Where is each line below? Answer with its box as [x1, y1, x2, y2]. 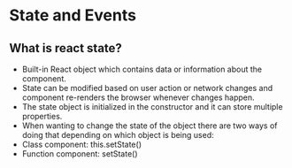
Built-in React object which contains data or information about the [21, 64, 263, 74]
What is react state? [9, 41, 122, 56]
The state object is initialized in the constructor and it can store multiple [21, 102, 283, 111]
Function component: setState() [21, 149, 139, 159]
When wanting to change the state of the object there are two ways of [21, 120, 278, 131]
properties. [21, 111, 63, 121]
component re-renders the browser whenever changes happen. [21, 92, 255, 103]
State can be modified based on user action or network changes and [21, 83, 273, 93]
